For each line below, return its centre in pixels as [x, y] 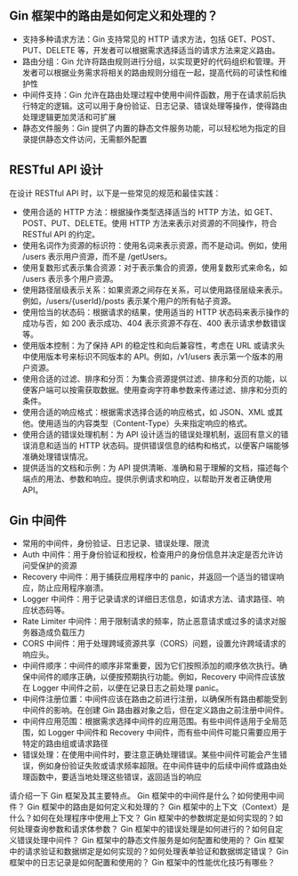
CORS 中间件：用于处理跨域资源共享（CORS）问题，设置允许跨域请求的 [154, 644]
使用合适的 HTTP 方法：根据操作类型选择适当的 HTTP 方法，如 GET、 [150, 212]
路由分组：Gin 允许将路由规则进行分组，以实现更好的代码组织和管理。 [150, 61]
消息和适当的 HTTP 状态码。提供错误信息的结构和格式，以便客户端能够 [160, 445]
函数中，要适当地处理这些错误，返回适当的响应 [116, 777]
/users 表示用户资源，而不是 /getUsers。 [97, 256]
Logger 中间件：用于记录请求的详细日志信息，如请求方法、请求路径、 [149, 599]
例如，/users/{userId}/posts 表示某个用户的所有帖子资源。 [129, 301]
